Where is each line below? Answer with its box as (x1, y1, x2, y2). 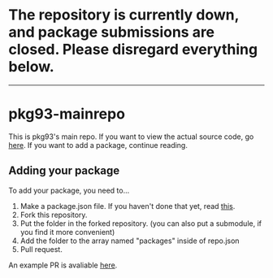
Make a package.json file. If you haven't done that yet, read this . (19, 201, 236, 211)
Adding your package (8, 164, 120, 178)
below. (8, 58, 54, 76)
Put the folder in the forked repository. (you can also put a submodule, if (19, 218, 262, 228)
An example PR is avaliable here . (8, 260, 118, 270)
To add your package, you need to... (8, 185, 130, 195)
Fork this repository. (19, 210, 88, 219)
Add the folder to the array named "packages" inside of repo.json (19, 236, 240, 245)
